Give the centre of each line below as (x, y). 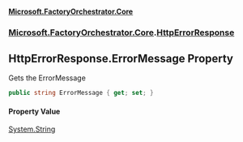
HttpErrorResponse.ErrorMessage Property (121, 58)
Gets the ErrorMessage (47, 78)
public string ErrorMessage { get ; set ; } (81, 93)
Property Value (34, 111)
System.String (32, 129)
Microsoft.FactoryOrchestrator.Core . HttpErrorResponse (122, 32)
